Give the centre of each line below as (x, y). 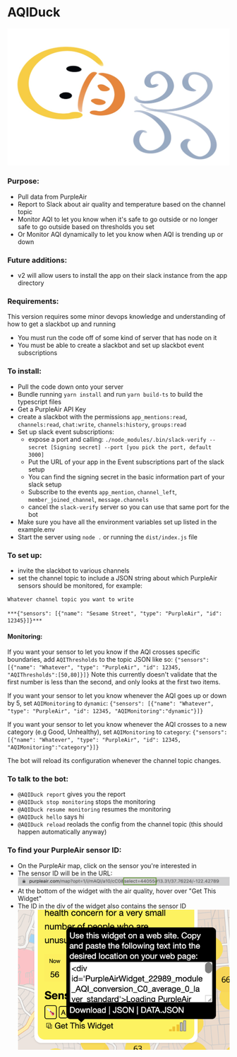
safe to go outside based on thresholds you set (86, 226)
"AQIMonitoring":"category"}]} (53, 748)
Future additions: (37, 260)
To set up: (25, 555)
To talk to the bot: (38, 779)
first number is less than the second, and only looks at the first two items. (114, 682)
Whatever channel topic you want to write (71, 599)
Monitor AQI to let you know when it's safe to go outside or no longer (117, 219)
